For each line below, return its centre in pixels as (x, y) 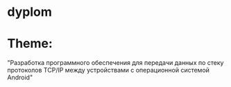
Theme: (30, 44)
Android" (20, 77)
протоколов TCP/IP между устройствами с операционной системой (109, 70)
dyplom (29, 12)
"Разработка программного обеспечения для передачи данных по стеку (115, 63)
